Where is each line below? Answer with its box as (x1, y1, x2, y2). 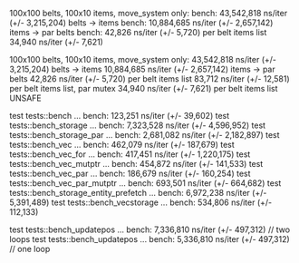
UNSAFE (9, 93, 43, 103)
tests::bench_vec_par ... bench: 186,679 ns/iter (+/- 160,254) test (9, 168, 251, 179)
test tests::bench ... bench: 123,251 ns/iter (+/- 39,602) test (9, 111, 230, 121)
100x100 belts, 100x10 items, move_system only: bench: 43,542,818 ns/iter (9, 8, 288, 18)
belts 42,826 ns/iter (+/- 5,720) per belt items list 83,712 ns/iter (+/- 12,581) (9, 73, 290, 84)
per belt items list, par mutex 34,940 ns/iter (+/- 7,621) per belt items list (9, 83, 278, 93)
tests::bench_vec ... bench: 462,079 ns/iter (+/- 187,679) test (9, 140, 236, 150)
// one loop (9, 244, 51, 254)
